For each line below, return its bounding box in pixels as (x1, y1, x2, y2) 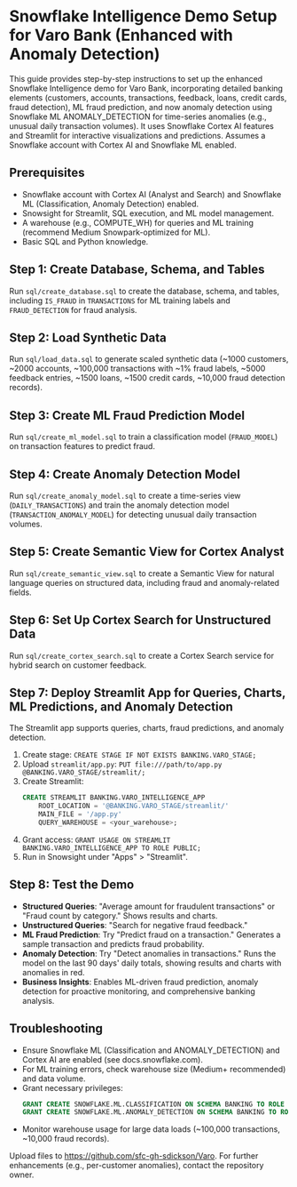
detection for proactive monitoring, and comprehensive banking (21, 985, 255, 997)
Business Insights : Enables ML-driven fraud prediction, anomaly (21, 976, 259, 987)
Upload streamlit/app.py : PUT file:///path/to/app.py (21, 758, 223, 770)
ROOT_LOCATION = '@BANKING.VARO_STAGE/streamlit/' (38, 802, 230, 811)
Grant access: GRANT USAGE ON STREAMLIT (21, 834, 171, 845)
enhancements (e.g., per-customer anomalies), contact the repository (9, 1160, 264, 1171)
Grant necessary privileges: (21, 1082, 124, 1093)
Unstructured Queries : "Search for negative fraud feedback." (21, 919, 248, 930)
